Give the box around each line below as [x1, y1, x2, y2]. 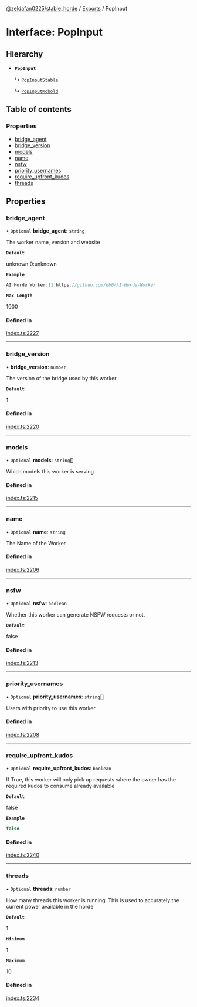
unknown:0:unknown [6, 260, 57, 267]
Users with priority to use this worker [6, 704, 96, 711]
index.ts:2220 [6, 423, 40, 430]
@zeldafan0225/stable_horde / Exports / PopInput [6, 5, 128, 12]
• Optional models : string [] [6, 456, 74, 464]
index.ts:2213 [6, 660, 39, 667]
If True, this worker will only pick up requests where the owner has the [6, 776, 176, 783]
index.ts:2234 [6, 995, 40, 1002]
